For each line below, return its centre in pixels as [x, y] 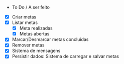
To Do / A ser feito [31, 7]
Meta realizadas [36, 28]
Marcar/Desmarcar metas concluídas [50, 39]
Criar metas [24, 17]
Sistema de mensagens [36, 51]
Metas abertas [34, 34]
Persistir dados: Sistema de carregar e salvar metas [65, 56]
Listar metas [25, 22]
